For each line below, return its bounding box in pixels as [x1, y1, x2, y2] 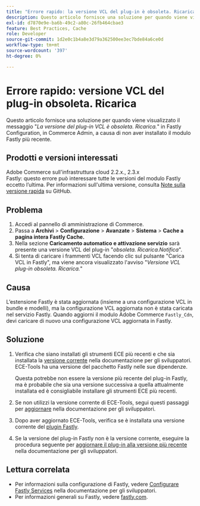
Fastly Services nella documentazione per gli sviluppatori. [14, 487, 157, 494]
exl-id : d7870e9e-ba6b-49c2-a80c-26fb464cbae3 [6, 20, 124, 26]
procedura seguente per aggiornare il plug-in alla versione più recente [14, 441, 187, 448]
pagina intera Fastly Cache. [14, 233, 85, 240]
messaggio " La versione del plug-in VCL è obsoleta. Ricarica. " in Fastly [6, 123, 182, 130]
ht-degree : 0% [6, 53, 42, 59]
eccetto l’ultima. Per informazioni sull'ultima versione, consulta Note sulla [6, 181, 186, 189]
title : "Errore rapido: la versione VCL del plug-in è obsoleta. [6, 8, 171, 15]
